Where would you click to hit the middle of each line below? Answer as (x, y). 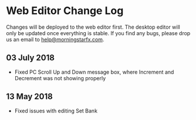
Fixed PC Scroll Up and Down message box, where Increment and (94, 72)
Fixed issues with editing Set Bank (56, 111)
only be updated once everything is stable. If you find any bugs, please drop (98, 33)
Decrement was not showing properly (60, 78)
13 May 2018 (29, 97)
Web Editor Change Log (65, 11)
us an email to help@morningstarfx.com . (55, 39)
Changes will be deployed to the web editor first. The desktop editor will (93, 27)
